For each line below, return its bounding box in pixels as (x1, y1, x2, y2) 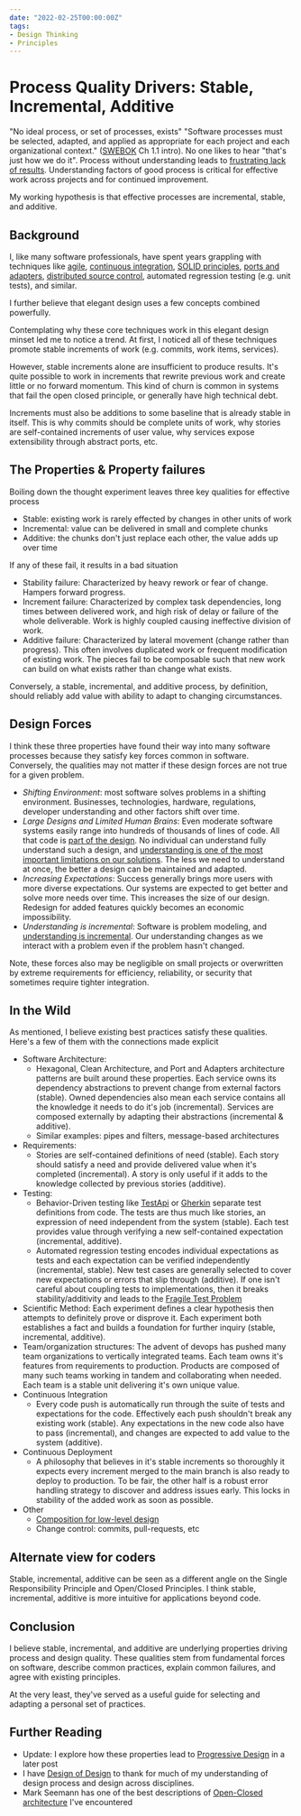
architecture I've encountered (22, 1796, 133, 1807)
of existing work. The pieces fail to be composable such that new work (22, 653, 286, 664)
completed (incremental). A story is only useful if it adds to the (35, 1169, 269, 1180)
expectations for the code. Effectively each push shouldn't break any (35, 1408, 293, 1419)
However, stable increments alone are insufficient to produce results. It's (9, 362, 279, 372)
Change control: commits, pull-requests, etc (35, 1524, 200, 1535)
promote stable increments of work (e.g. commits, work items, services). (9, 344, 279, 355)
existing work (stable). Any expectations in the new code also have (35, 1418, 285, 1429)
